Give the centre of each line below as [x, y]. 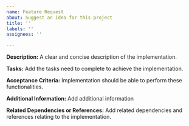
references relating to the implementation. [59, 117]
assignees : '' [24, 35]
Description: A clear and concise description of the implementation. [92, 57]
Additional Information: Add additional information [70, 99]
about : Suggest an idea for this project [60, 18]
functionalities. [25, 87]
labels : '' [20, 29]
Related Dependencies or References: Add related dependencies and [94, 110]
